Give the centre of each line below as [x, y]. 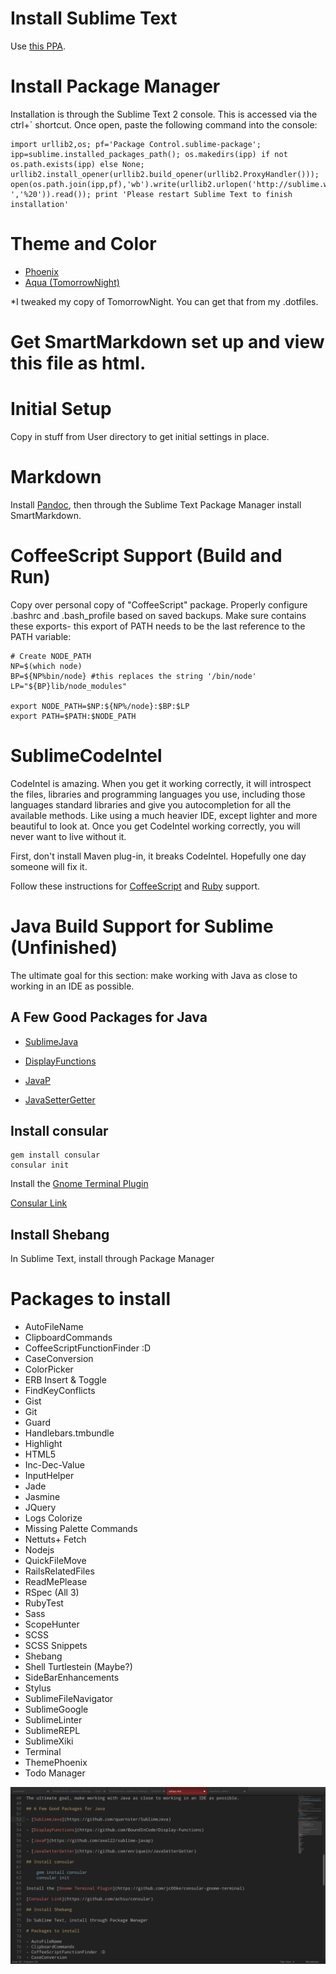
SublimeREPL [52, 1731]
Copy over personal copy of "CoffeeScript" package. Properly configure [159, 604]
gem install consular [55, 1155]
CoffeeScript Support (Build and [146, 556]
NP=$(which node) [46, 666]
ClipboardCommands [68, 1338]
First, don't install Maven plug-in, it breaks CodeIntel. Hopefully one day [158, 856]
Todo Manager [55, 1773]
